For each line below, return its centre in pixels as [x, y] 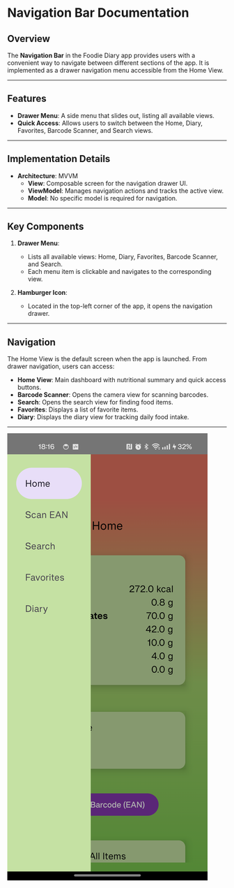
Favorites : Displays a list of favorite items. [78, 409]
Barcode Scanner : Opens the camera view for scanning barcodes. [113, 395]
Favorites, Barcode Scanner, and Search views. [85, 130]
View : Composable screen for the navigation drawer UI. [108, 183]
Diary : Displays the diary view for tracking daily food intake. [103, 417]
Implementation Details [59, 159]
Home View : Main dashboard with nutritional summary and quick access [122, 380]
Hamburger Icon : [42, 293]
